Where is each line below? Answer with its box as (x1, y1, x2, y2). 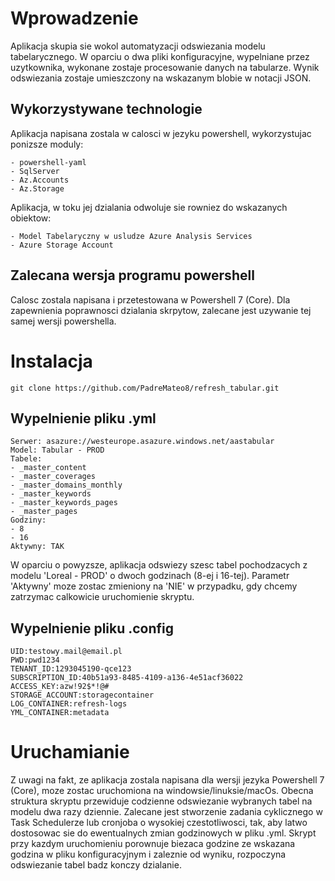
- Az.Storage (10, 183, 65, 194)
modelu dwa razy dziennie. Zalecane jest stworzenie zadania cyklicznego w (10, 806, 323, 818)
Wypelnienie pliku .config (10, 620, 175, 637)
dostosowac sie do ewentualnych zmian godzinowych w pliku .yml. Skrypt (10, 827, 317, 839)
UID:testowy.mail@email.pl (10, 647, 123, 657)
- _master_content (10, 463, 87, 473)
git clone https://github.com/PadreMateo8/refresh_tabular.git (10, 383, 280, 393)
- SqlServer (10, 166, 60, 176)
